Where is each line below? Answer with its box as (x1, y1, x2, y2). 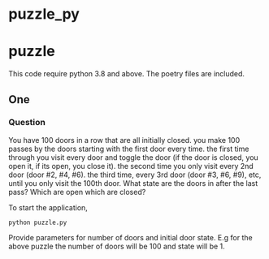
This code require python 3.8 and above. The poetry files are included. (8, 69, 245, 79)
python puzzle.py (8, 218, 67, 227)
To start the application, (8, 202, 88, 212)
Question (8, 117, 46, 128)
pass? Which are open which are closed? (8, 187, 146, 196)
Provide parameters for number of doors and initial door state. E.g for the (8, 232, 254, 242)
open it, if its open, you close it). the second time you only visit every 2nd (8, 161, 254, 171)
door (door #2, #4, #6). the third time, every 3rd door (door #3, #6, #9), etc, (8, 170, 262, 179)
